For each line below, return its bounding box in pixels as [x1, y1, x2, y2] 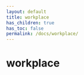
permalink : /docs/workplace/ [6, 31, 79, 37]
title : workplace [6, 14, 49, 20]
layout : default [6, 8, 46, 15]
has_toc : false [6, 25, 44, 32]
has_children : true [6, 20, 55, 26]
